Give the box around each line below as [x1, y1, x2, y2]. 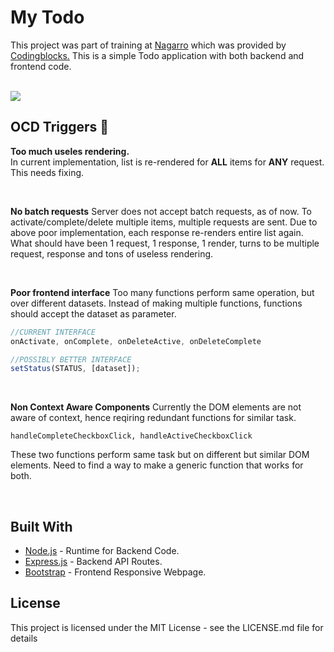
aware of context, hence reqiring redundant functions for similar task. [10, 412, 297, 424]
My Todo [10, 6, 85, 29]
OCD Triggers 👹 [10, 119, 110, 136]
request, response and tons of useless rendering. [10, 247, 214, 260]
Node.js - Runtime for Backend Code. [24, 545, 180, 557]
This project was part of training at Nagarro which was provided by [10, 39, 287, 51]
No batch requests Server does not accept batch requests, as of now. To [10, 205, 312, 217]
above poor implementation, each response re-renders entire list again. [10, 226, 304, 238]
